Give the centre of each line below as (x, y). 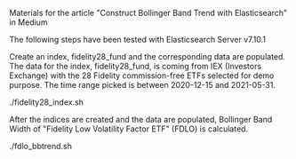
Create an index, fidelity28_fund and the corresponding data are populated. (148, 56)
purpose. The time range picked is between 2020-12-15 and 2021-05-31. (142, 85)
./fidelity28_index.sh (47, 102)
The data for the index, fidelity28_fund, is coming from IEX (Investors (136, 66)
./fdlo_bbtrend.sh (41, 146)
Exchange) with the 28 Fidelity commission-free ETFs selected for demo (142, 76)
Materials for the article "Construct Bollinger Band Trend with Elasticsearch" (148, 13)
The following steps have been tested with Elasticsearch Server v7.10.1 (138, 40)
